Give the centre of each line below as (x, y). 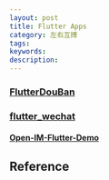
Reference (40, 166)
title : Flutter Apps (49, 26)
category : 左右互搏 (44, 35)
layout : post (34, 18)
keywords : (28, 52)
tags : (20, 43)
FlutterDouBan (42, 92)
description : (34, 60)
